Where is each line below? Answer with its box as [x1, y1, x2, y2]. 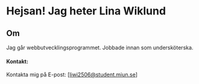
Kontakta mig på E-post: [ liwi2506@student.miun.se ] [6, 71, 137, 79]
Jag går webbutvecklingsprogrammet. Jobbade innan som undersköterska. [6, 44, 194, 51]
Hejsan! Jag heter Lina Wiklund [6, 4, 166, 18]
